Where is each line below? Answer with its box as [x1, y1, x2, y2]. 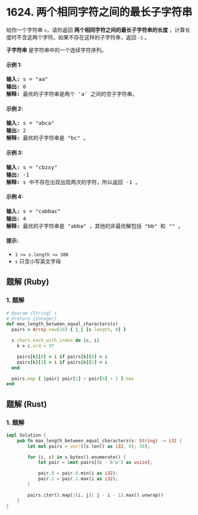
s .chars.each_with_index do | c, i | [11, 338, 100, 344]
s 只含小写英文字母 [14, 257, 61, 265]
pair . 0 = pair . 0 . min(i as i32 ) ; [37, 470, 118, 476]
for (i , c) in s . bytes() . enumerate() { [27, 454, 127, 460]
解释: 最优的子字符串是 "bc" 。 [6, 135, 89, 142]
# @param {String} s [6, 310, 58, 316]
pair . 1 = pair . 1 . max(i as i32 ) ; [37, 476, 118, 482]
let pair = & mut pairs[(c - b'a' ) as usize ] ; [37, 460, 153, 466]
